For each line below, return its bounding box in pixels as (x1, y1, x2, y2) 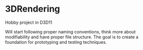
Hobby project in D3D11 (5, 19, 52, 25)
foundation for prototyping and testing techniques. (5, 39, 107, 45)
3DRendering (5, 3, 60, 15)
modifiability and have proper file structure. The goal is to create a (5, 34, 139, 40)
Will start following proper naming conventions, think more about (5, 29, 136, 34)
